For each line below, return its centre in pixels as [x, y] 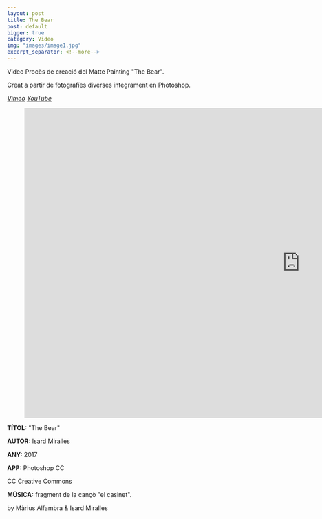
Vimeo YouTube [30, 98]
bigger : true [26, 33]
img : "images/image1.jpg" [44, 45]
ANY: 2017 [22, 454]
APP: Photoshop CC [36, 468]
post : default [28, 26]
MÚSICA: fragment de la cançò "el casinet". [69, 494]
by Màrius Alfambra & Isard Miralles [57, 508]
